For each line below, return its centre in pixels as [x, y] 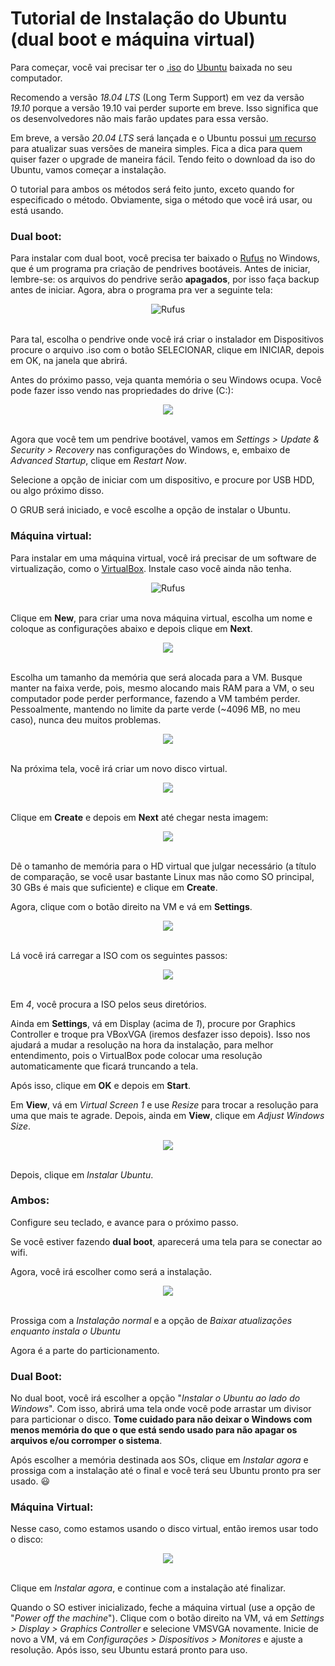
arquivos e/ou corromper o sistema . [86, 1441]
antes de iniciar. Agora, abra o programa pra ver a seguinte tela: [141, 290]
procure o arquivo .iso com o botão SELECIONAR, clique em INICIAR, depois [167, 350]
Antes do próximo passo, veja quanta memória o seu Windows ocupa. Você [166, 380]
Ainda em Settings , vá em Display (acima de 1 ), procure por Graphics [153, 1023]
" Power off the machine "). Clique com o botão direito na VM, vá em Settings [167, 1618]
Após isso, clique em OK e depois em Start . [100, 1085]
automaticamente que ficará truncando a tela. [104, 1066]
